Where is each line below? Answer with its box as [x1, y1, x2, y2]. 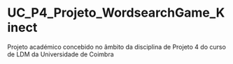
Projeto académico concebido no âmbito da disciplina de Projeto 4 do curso [7, 42, 226, 51]
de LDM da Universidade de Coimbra [7, 50, 114, 58]
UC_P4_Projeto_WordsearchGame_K [7, 5, 225, 21]
